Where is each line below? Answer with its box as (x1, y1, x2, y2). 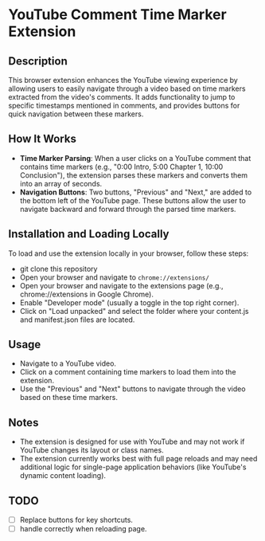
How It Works (8, 132, 77, 146)
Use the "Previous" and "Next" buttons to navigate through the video (19, 384, 246, 394)
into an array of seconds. (19, 178, 103, 188)
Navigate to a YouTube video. (19, 359, 117, 368)
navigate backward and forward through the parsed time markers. (19, 204, 236, 214)
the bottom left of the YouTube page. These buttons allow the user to (19, 195, 247, 205)
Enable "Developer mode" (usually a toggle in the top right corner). (19, 297, 240, 308)
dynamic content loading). (19, 471, 106, 480)
